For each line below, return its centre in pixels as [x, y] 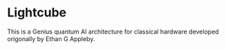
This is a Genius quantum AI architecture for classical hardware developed [113, 32]
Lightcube [37, 13]
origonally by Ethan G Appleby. [51, 38]
